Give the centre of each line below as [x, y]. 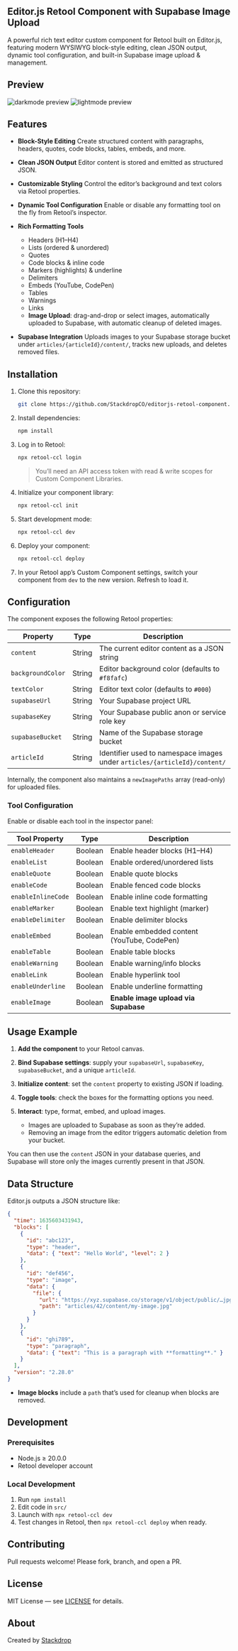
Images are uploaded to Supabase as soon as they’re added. [117, 1125]
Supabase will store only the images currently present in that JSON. [106, 1162]
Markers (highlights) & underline [75, 270]
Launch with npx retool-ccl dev [65, 1514]
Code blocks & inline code [66, 263]
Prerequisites [31, 1442]
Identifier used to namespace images [161, 753]
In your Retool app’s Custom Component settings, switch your [108, 572]
